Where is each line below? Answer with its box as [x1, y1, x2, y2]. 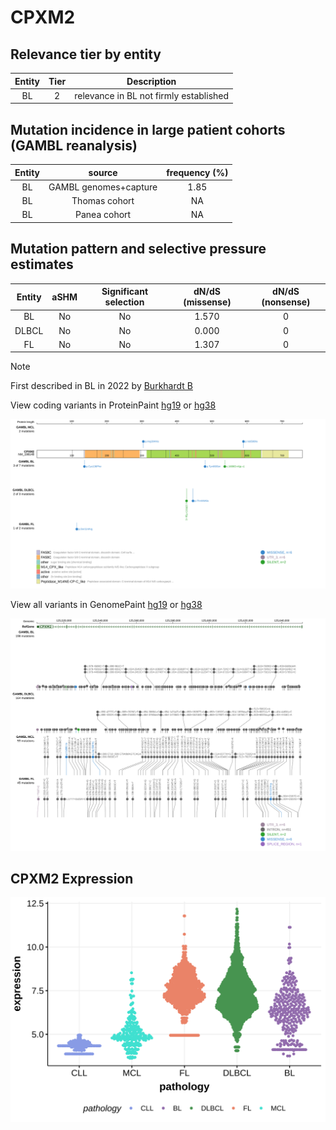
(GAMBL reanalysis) [10, 137, 138, 154]
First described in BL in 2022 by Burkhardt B [10, 380, 193, 392]
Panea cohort [75, 209, 132, 221]
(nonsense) [261, 296, 311, 308]
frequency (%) [166, 166, 229, 178]
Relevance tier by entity [10, 46, 162, 63]
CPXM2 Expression [10, 871, 134, 888]
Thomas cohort [71, 195, 135, 207]
